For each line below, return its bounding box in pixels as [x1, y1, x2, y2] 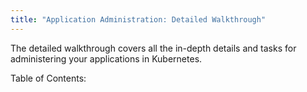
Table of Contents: [10, 72, 87, 84]
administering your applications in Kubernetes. [10, 52, 203, 65]
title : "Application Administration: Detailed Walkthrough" [10, 14, 267, 25]
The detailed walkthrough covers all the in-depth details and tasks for [10, 42, 297, 54]
